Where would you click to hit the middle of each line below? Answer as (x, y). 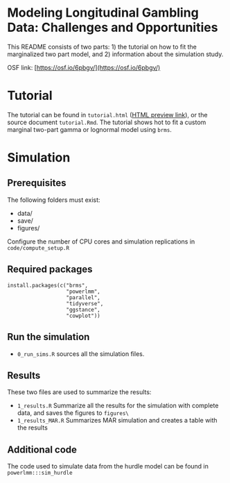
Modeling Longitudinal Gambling (103, 13)
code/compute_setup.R (38, 248)
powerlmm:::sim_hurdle (40, 473)
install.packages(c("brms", (48, 285)
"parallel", (83, 297)
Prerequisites (37, 183)
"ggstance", (83, 310)
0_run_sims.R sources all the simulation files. (81, 354)
